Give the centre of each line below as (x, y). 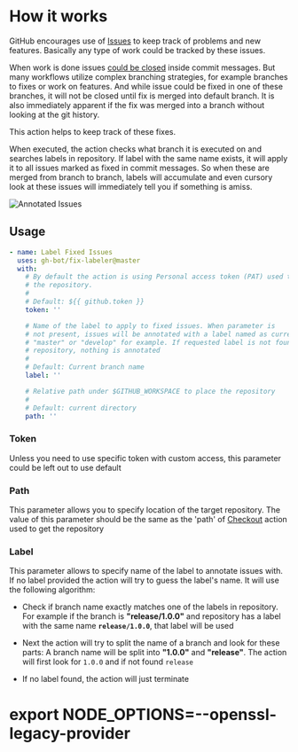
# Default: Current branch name (85, 367)
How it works (59, 16)
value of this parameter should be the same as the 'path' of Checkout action (149, 519)
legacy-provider (70, 734)
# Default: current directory (81, 408)
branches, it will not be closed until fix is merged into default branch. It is (142, 96)
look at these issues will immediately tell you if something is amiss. (131, 186)
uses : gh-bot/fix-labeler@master (79, 260)
